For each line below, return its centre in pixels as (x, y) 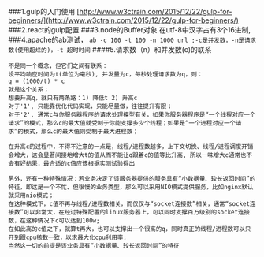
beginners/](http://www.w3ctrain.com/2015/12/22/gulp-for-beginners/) (123, 20)
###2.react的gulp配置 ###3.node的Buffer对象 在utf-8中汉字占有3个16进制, (129, 30)
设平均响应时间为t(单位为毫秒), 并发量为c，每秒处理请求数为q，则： (106, 74)
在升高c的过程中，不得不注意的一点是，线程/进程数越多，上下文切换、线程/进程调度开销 (131, 147)
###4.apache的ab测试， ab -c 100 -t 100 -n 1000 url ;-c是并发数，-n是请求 (132, 39)
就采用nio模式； (31, 196)
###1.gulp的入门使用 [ (44, 11)
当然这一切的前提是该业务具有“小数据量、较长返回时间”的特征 (94, 246)
